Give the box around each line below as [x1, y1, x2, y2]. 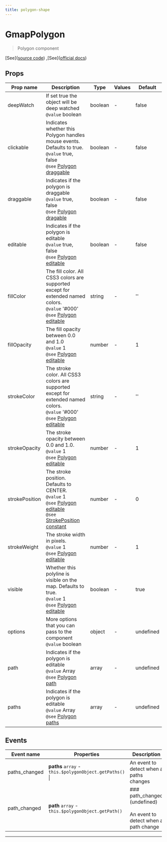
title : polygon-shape [5, 7, 50, 12]
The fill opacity [45, 326, 81, 333]
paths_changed [7, 769, 44, 776]
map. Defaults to [45, 583, 84, 590]
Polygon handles [45, 131, 85, 138]
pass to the [45, 628, 72, 635]
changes [129, 778, 150, 785]
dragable [45, 215, 67, 222]
